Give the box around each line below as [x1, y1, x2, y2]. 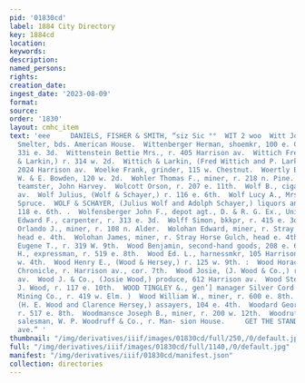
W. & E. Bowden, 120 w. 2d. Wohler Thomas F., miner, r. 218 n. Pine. [17, 173, 295, 182]
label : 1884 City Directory [9, 22, 116, 31]
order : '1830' [9, 114, 64, 123]
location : [9, 38, 47, 48]
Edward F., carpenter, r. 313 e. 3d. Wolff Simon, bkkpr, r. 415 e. [17, 215, 286, 225]
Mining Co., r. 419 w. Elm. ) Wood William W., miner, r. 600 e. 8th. [17, 291, 295, 300]
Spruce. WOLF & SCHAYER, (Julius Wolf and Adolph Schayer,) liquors [17, 199, 286, 209]
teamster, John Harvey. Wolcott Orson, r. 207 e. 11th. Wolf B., [17, 182, 279, 191]
